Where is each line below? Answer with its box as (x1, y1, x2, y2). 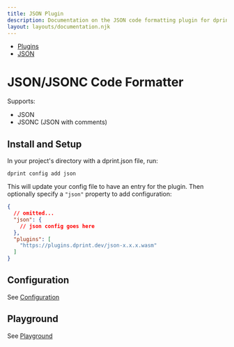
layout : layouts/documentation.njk (7, 23, 111, 30)
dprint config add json (7, 170, 77, 178)
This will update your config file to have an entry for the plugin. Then (7, 183, 204, 191)
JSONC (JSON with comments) (17, 118, 108, 126)
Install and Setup (7, 138, 82, 150)
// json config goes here (19, 222, 95, 230)
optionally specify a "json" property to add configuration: (7, 190, 172, 199)
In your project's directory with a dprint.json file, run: (7, 157, 159, 165)
